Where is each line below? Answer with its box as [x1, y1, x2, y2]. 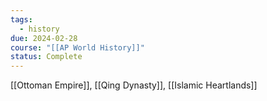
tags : [10, 14, 33, 25]
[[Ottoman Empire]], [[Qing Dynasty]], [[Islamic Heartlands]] [10, 79, 258, 91]
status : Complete [10, 52, 83, 62]
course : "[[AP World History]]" [10, 42, 145, 53]
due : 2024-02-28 [10, 33, 78, 43]
